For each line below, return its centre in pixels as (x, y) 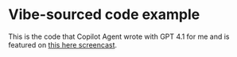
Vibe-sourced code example (104, 15)
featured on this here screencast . (63, 44)
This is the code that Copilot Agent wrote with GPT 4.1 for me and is (119, 36)
